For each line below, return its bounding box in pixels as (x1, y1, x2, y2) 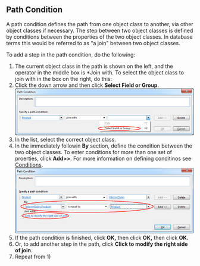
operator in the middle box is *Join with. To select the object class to (14, 68, 185, 76)
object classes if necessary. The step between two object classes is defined (6, 27, 193, 34)
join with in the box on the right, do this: (14, 75, 112, 82)
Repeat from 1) (14, 253, 51, 260)
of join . (14, 246, 33, 254)
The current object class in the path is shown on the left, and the (14, 62, 174, 70)
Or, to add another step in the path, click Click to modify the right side (14, 240, 188, 248)
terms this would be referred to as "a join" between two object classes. (6, 39, 180, 46)
